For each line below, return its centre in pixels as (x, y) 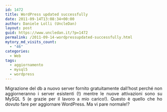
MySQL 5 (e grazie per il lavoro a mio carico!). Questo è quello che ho (84, 99)
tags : (11, 60)
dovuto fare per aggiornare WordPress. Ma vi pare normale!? (68, 104)
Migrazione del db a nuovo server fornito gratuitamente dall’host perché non (84, 88)
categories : (17, 51)
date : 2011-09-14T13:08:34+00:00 (40, 19)
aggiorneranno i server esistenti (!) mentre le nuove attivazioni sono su (84, 93)
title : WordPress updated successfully (47, 14)
